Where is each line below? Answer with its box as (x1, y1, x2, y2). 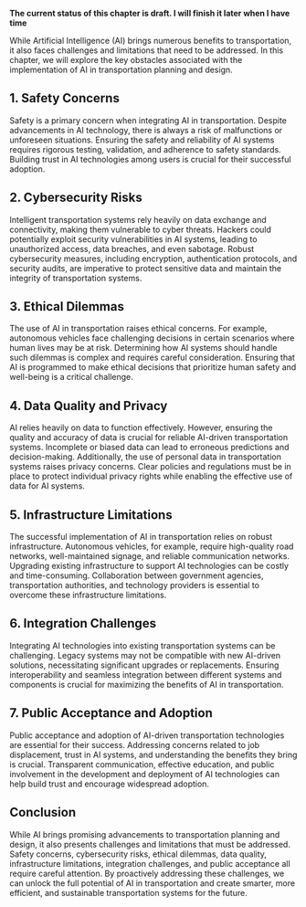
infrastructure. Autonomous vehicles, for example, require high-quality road (9, 541, 294, 552)
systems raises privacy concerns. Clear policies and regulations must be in (9, 461, 292, 472)
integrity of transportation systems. (9, 272, 142, 283)
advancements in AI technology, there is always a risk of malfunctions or (9, 124, 283, 135)
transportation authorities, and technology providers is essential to (9, 580, 260, 591)
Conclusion (9, 805, 77, 820)
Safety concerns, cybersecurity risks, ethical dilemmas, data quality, (9, 849, 268, 860)
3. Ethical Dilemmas (9, 299, 125, 314)
